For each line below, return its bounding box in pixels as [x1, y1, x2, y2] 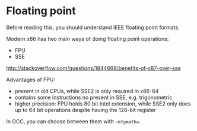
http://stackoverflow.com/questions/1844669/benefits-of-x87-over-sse [6, 64, 181, 72]
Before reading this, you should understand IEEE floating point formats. [6, 24, 180, 31]
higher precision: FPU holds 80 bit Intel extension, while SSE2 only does [14, 100, 191, 107]
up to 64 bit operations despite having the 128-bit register [14, 106, 156, 113]
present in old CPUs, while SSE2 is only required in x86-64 [14, 87, 159, 94]
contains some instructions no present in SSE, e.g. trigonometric [14, 94, 173, 101]
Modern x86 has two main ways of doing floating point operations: [6, 35, 169, 42]
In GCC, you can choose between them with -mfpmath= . [6, 117, 141, 125]
